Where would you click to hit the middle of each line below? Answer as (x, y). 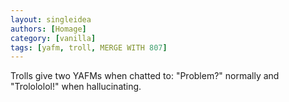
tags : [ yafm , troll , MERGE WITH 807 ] (89, 47)
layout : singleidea (51, 19)
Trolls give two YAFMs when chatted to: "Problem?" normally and (145, 76)
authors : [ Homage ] (48, 29)
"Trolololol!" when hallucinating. (76, 87)
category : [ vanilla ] (53, 38)
